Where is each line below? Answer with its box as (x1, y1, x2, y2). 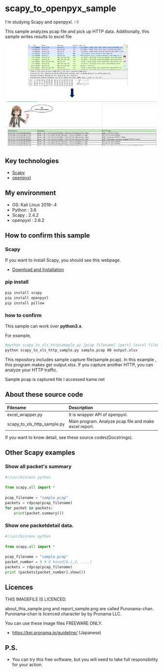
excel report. (68, 424, 94, 430)
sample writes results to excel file (5, 34, 72, 39)
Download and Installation (12, 266, 64, 272)
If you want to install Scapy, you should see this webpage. (5, 257, 121, 263)
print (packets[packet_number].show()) (5, 570, 86, 575)
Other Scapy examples (5, 449, 75, 457)
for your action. (12, 662, 43, 668)
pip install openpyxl (5, 295, 49, 300)
